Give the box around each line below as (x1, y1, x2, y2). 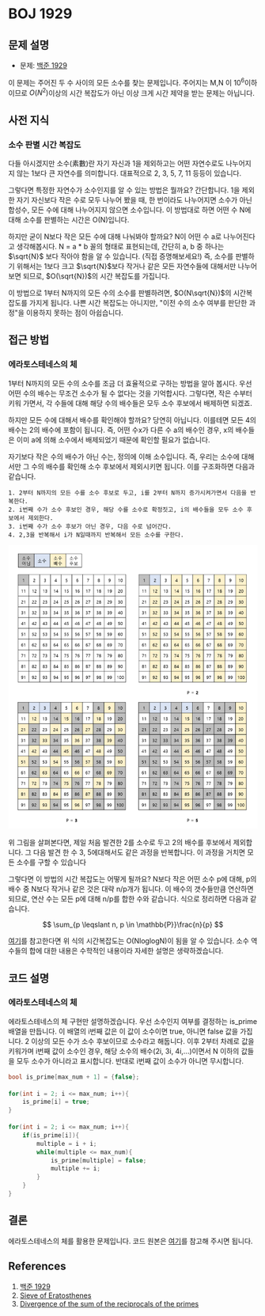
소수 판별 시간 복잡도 (8, 139, 81, 150)
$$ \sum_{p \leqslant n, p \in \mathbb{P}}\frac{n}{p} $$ (42, 920, 224, 930)
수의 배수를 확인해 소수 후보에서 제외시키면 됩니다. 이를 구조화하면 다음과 (31, 461, 256, 471)
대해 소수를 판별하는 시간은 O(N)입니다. (8, 215, 130, 224)
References (8, 1260, 66, 1273)
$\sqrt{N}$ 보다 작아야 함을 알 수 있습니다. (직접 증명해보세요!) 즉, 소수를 (8, 252, 234, 261)
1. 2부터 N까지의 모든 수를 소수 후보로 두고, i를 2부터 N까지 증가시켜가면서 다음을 (8, 488, 248, 497)
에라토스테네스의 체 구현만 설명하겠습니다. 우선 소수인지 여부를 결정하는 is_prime (8, 1016, 258, 1026)
